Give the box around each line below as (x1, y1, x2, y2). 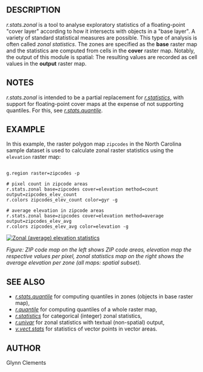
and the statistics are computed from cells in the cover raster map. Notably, (6, 47, 195, 54)
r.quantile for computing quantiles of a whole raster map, (15, 306, 158, 313)
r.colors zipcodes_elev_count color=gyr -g (6, 197, 118, 203)
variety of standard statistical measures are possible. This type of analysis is (6, 33, 198, 41)
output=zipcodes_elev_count (6, 192, 78, 198)
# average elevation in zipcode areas (6, 208, 104, 214)
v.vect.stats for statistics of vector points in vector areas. (15, 325, 158, 332)
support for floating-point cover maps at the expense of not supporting (6, 100, 184, 107)
